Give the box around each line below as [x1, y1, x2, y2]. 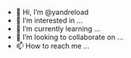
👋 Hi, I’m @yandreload [15, 8, 89, 16]
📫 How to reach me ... [15, 42, 90, 50]
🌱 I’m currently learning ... [15, 24, 101, 33]
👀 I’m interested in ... [15, 16, 83, 25]
